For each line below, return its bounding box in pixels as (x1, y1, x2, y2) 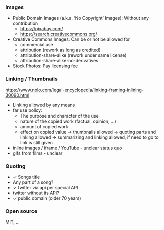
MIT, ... (5, 219, 20, 225)
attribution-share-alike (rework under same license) (20, 52, 127, 58)
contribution (12, 20, 38, 26)
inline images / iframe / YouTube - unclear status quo (12, 145, 122, 151)
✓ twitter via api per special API (12, 184, 78, 190)
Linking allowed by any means (12, 102, 75, 108)
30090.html (5, 92, 30, 98)
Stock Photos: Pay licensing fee (12, 63, 78, 69)
